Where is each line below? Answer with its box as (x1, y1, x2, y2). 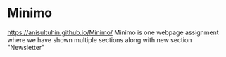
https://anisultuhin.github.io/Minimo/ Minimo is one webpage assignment (7, 28, 220, 37)
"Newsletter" (7, 43, 45, 51)
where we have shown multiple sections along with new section (7, 35, 192, 44)
